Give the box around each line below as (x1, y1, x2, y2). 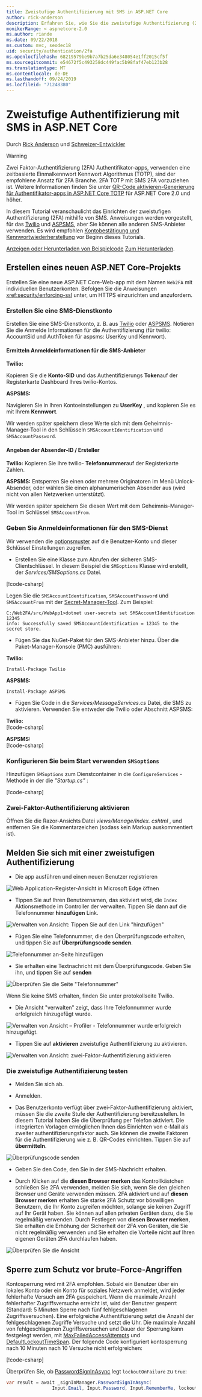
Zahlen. (6, 466, 25, 474)
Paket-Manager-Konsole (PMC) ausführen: (14, 643, 121, 650)
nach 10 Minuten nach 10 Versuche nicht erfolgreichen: (6, 1344, 143, 1352)
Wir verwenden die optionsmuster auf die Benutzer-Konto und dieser (6, 538, 177, 545)
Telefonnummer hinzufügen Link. (14, 909, 99, 917)
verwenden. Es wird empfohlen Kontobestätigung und (6, 227, 139, 234)
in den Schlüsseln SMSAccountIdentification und (41, 426, 164, 433)
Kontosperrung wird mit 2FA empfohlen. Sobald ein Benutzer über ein (6, 1281, 179, 1288)
